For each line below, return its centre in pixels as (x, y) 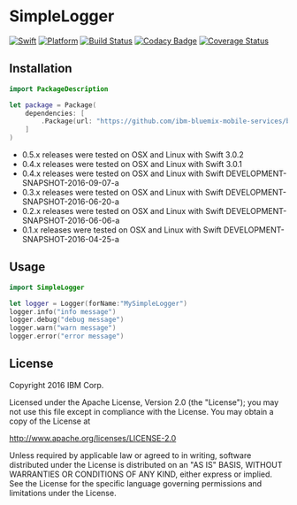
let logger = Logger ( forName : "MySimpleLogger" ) (99, 303)
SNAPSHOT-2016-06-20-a (70, 202)
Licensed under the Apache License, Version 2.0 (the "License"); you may (144, 402)
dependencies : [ (55, 113)
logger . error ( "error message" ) (67, 337)
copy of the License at (50, 421)
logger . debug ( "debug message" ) (67, 320)
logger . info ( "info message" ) (63, 311)
